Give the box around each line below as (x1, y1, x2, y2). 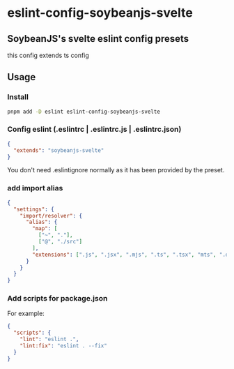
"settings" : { (13, 206, 54, 213)
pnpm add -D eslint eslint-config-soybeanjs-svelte (7, 108, 160, 115)
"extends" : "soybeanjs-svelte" (13, 146, 104, 154)
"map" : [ (32, 225, 58, 232)
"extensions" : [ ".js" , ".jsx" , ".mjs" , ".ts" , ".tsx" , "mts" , (32, 251, 217, 258)
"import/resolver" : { (19, 212, 82, 219)
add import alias (7, 183, 63, 193)
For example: (7, 309, 45, 318)
